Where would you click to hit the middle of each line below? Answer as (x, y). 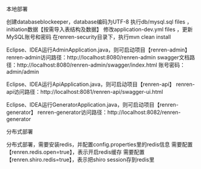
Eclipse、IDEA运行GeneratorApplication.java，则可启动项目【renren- (93, 104)
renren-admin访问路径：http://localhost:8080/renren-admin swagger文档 (98, 57)
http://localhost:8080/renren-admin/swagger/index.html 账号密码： (101, 65)
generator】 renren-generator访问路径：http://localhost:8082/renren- (94, 112)
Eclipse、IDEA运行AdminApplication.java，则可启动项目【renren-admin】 (98, 50)
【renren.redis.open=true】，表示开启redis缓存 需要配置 (76, 152)
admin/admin (23, 72)
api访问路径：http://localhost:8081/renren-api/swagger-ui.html (85, 92)
